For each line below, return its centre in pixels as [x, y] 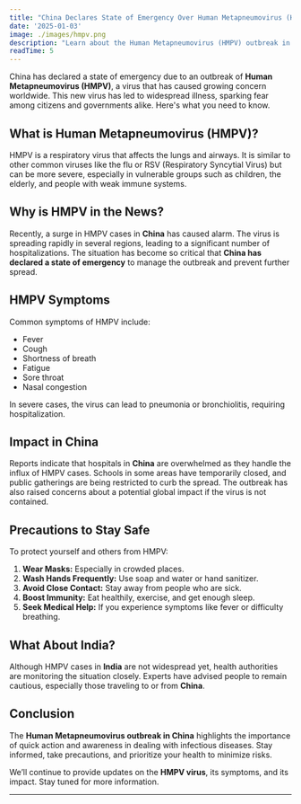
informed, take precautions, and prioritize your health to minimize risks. [141, 755]
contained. [29, 502]
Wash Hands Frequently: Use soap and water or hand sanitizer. [140, 579]
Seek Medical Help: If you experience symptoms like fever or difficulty [153, 607]
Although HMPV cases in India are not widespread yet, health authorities [144, 667]
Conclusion [42, 714]
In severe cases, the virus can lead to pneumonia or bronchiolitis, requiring [147, 404]
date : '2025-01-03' [46, 26]
